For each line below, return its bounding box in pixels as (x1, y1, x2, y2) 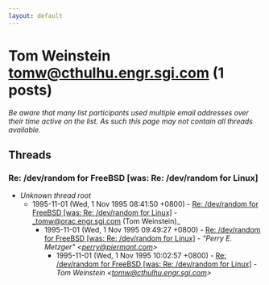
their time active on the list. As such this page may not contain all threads (8, 116, 254, 126)
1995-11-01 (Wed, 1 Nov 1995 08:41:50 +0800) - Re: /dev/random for (31, 199, 259, 209)
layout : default (8, 11, 63, 20)
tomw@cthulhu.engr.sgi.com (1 (8, 64, 225, 82)
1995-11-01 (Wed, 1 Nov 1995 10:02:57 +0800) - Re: (56, 251, 227, 261)
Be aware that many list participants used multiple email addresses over (8, 107, 250, 117)
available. (8, 124, 42, 134)
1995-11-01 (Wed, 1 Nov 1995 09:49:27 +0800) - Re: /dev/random (43, 225, 261, 235)
